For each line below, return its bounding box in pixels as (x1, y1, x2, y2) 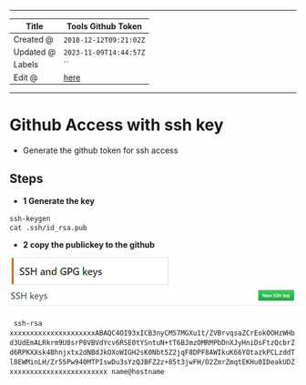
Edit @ (13, 72, 38, 83)
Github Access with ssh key (9, 115, 224, 136)
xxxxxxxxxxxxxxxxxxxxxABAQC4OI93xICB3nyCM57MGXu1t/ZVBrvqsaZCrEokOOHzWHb (9, 329, 296, 338)
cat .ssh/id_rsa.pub (9, 223, 88, 232)
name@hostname (110, 368, 166, 377)
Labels (13, 59, 39, 70)
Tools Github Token (66, 20, 143, 32)
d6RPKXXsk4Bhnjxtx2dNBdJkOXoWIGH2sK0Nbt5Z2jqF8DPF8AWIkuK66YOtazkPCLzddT (9, 348, 296, 358)
